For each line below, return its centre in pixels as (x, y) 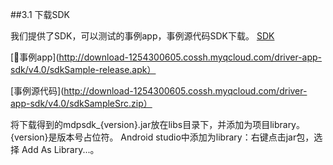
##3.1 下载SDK (40, 14)
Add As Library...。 (60, 149)
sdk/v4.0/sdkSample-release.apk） (83, 69)
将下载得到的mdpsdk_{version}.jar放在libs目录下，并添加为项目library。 (157, 124)
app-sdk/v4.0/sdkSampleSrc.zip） (81, 103)
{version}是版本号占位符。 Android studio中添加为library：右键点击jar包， (162, 137)
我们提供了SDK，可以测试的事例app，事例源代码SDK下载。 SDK (142, 36)
